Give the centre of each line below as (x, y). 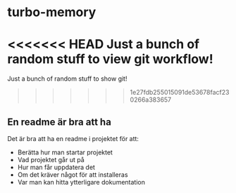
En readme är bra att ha (59, 122)
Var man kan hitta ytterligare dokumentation (81, 182)
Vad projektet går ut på (51, 159)
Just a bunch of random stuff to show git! (67, 79)
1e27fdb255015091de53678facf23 (180, 93)
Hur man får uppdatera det (56, 167)
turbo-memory (52, 12)
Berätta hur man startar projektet (65, 152)
